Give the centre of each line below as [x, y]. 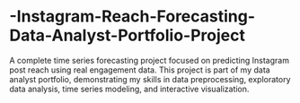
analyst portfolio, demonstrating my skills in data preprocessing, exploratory [150, 79]
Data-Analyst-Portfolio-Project [127, 35]
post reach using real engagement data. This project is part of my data [140, 70]
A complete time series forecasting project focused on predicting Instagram [150, 60]
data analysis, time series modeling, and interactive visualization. [129, 89]
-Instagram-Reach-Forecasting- [132, 17]
